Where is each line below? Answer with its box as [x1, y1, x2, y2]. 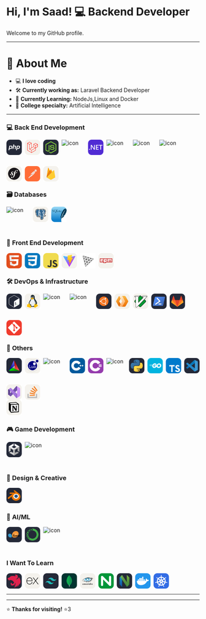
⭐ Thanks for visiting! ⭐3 [6, 605, 72, 613]
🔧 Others [6, 344, 34, 352]
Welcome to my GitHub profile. [6, 29, 84, 37]
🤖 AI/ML [6, 512, 31, 521]
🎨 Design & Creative [6, 473, 67, 482]
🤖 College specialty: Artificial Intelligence [15, 102, 121, 109]
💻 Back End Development [6, 123, 85, 132]
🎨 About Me [6, 56, 67, 70]
